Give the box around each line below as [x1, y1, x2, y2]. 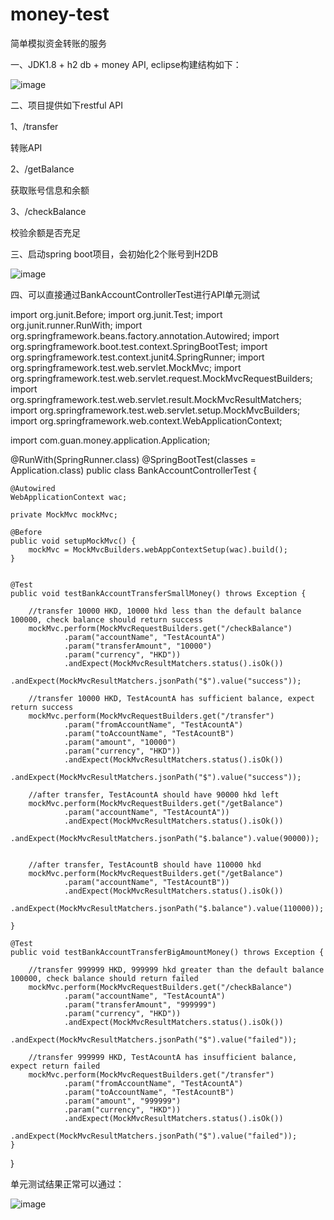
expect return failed [10, 1061, 101, 1071]
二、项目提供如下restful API [10, 99, 123, 111]
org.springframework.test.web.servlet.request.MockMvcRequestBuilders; [10, 372, 313, 384]
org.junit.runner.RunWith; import [10, 319, 143, 331]
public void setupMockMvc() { [10, 536, 137, 546]
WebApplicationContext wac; [10, 492, 128, 502]
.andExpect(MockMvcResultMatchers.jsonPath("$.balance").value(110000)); [10, 903, 325, 913]
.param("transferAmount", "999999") [63, 999, 217, 1010]
